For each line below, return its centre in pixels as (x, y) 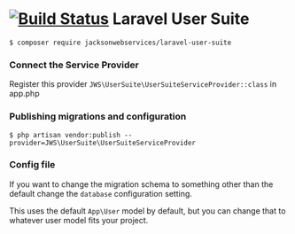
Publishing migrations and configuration (98, 117)
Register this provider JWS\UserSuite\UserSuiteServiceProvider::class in (143, 84)
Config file (32, 165)
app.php (24, 94)
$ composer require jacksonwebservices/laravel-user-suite (120, 43)
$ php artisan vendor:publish (65, 135)
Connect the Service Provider (74, 65)
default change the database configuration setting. (101, 193)
